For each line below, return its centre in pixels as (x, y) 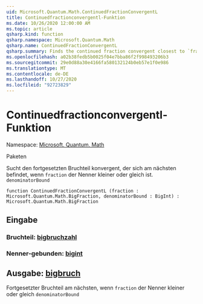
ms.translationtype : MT (36, 68)
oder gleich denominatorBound (43, 294)
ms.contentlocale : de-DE (37, 74)
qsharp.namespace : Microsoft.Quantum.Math (60, 40)
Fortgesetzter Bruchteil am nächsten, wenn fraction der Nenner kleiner (95, 288)
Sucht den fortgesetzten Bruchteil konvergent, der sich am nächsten (91, 168)
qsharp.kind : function (35, 35)
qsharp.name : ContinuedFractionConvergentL (62, 46)
